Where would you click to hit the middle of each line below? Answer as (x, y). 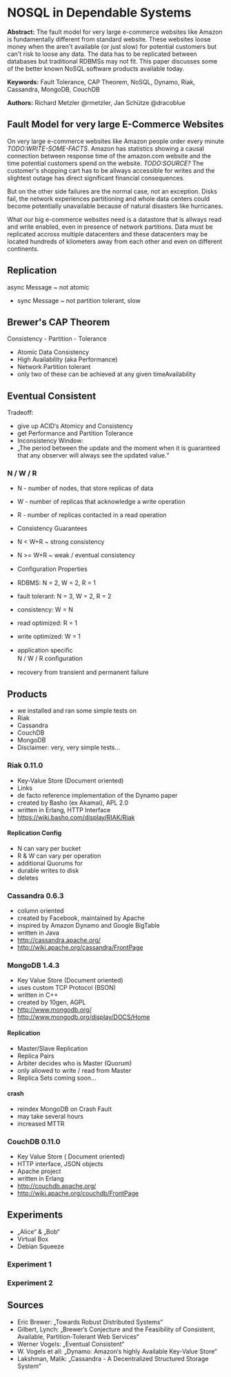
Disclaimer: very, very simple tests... (69, 747)
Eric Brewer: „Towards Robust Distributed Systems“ (90, 1322)
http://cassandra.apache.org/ (59, 940)
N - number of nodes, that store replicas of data (85, 488)
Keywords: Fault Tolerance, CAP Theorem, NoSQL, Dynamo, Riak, (101, 82)
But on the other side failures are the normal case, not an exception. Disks (112, 191)
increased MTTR (41, 1123)
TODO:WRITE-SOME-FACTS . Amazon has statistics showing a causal (106, 148)
